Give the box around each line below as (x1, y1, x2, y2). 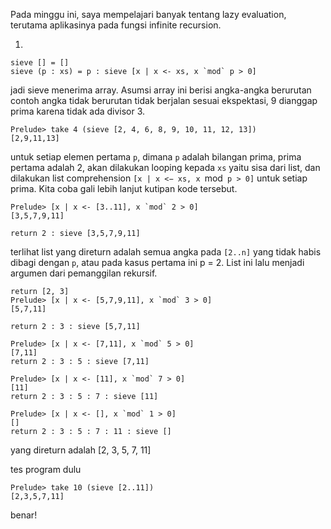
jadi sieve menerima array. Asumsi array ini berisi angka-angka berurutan (10, 84, 312, 96)
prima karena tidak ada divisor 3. (10, 105, 146, 117)
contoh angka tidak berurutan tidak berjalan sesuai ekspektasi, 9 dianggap (10, 95, 318, 106)
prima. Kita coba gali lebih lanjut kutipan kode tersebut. (10, 183, 238, 194)
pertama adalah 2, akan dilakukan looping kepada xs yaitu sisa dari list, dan (10, 162, 321, 173)
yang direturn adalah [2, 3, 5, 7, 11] (10, 444, 152, 456)
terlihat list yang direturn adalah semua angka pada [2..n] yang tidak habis (10, 246, 322, 258)
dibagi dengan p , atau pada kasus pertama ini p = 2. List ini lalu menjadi (10, 257, 305, 268)
